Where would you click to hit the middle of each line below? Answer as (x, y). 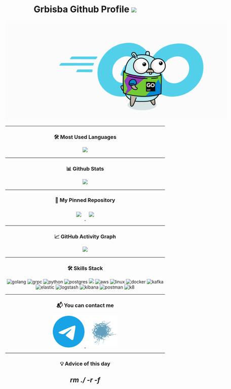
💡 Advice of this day (85, 364)
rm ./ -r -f (85, 380)
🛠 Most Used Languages (85, 137)
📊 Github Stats (85, 169)
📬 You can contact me (85, 305)
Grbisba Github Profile (82, 9)
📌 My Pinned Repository (85, 200)
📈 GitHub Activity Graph (85, 236)
